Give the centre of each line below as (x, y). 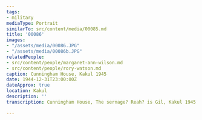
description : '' (27, 96)
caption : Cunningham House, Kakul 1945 (57, 74)
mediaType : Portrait (32, 23)
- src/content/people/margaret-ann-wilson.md (64, 62)
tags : (13, 12)
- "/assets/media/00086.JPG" (43, 46)
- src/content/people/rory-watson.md (54, 68)
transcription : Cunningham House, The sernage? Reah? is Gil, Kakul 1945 (101, 102)
